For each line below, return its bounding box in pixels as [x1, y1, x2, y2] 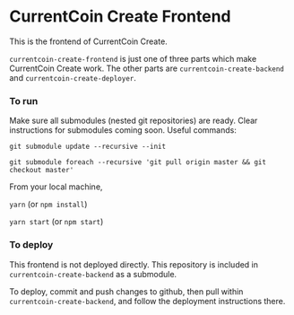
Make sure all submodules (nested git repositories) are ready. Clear [9, 115, 258, 127]
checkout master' [9, 166, 74, 175]
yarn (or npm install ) [9, 199, 88, 210]
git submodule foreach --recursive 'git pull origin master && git [9, 158, 267, 167]
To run [9, 94, 39, 107]
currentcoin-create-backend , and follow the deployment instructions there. [9, 295, 286, 306]
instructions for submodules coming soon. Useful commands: [9, 125, 238, 136]
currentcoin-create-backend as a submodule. [9, 268, 177, 279]
